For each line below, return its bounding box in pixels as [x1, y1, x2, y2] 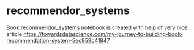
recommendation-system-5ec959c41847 [6, 37, 110, 44]
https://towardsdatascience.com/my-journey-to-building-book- [23, 30, 184, 37]
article [6, 30, 23, 37]
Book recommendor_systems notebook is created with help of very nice [6, 24, 188, 31]
